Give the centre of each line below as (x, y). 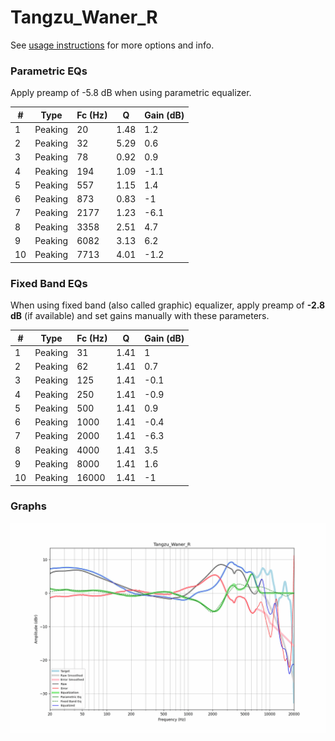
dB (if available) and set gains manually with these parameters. (140, 316)
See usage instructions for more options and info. (112, 45)
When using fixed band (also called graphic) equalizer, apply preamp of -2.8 (168, 305)
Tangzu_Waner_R (84, 17)
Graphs (28, 506)
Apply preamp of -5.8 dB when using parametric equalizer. (131, 93)
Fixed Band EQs (49, 283)
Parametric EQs (49, 71)
